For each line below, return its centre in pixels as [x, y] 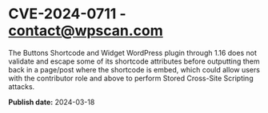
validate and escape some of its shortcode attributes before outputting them [134, 61]
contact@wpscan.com [86, 31]
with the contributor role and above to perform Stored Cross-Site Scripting [131, 78]
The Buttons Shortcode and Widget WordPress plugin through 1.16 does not [133, 53]
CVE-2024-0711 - [67, 14]
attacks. [22, 86]
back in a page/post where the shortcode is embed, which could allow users [134, 69]
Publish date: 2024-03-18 [52, 102]
